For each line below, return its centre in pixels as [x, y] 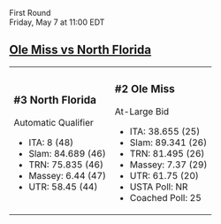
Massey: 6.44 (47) [68, 175]
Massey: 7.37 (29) [168, 165]
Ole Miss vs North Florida [80, 50]
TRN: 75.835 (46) [66, 165]
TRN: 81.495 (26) [167, 153]
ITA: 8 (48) [51, 143]
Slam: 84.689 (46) [67, 153]
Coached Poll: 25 [165, 197]
